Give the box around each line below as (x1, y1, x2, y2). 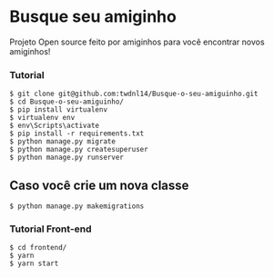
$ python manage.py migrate (9, 137, 117, 146)
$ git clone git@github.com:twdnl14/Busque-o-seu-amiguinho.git (9, 89, 259, 99)
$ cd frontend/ (9, 243, 67, 252)
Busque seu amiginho (9, 6, 178, 27)
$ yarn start (9, 259, 59, 269)
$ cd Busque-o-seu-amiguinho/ (9, 97, 125, 106)
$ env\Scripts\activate (9, 121, 100, 131)
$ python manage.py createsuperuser (9, 145, 148, 154)
